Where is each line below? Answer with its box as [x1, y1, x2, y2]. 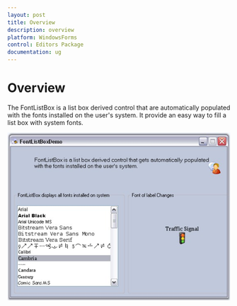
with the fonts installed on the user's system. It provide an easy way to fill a [7, 110, 226, 119]
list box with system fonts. [7, 118, 83, 126]
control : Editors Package [7, 41, 83, 49]
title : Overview [7, 18, 55, 26]
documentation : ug [7, 49, 62, 56]
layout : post [7, 11, 46, 18]
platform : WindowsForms [7, 34, 78, 41]
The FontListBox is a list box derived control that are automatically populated [7, 103, 231, 112]
